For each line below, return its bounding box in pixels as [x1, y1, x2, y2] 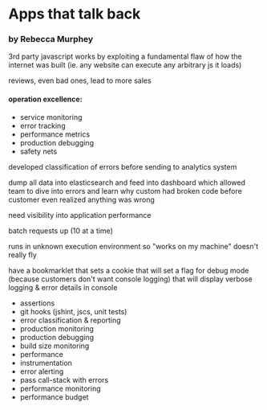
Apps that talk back [8, 5, 141, 23]
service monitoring [19, 112, 83, 121]
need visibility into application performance [8, 210, 152, 219]
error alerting [19, 367, 64, 376]
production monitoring [19, 323, 95, 334]
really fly [8, 250, 38, 260]
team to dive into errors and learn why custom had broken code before [8, 186, 242, 195]
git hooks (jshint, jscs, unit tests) [19, 306, 127, 316]
